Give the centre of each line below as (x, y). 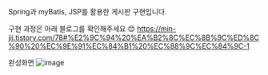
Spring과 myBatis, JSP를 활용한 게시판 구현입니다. (88, 12)
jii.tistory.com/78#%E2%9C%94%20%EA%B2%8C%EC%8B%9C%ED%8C (134, 37)
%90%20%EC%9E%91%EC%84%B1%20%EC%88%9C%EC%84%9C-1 (129, 46)
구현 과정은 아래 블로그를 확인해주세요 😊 (72, 29)
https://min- (157, 29)
